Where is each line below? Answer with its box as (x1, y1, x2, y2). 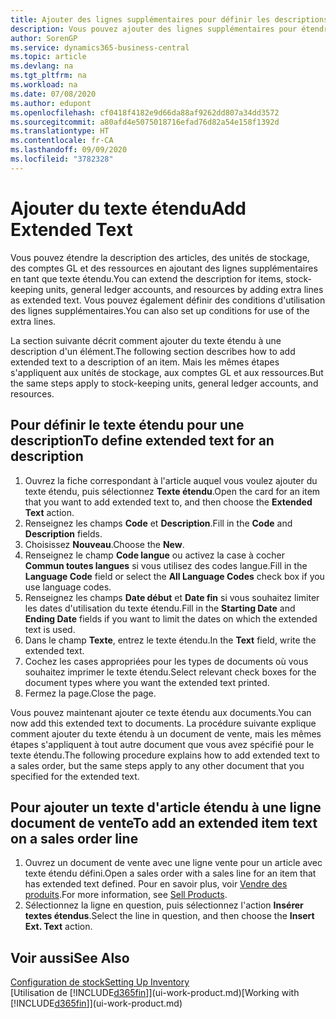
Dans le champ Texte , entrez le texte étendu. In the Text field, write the (24, 634, 317, 646)
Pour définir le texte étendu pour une (10, 417, 245, 434)
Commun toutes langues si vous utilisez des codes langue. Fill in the (24, 559, 308, 571)
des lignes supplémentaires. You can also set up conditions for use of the (10, 304, 310, 316)
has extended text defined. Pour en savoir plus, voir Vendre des (24, 878, 288, 890)
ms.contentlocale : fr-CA (10, 136, 114, 146)
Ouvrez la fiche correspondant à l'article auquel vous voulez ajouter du (24, 474, 318, 486)
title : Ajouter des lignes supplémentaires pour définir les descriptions (10, 14, 329, 25)
